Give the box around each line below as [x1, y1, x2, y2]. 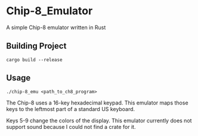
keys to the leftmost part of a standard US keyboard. [6, 105, 135, 112]
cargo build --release [6, 56, 63, 63]
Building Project [6, 41, 67, 51]
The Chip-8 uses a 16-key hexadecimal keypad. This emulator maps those [6, 99, 189, 106]
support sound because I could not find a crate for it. [6, 123, 136, 130]
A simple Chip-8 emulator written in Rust [6, 24, 106, 31]
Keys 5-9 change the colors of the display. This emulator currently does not [6, 117, 192, 124]
